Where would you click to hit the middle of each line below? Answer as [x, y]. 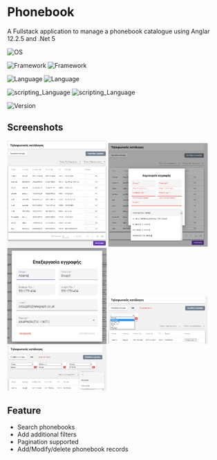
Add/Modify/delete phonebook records [73, 449]
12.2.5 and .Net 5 [31, 38]
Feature [24, 410]
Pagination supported [48, 442]
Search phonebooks [46, 427]
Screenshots [35, 128]
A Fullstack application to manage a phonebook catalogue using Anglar [108, 31]
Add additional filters [47, 434]
